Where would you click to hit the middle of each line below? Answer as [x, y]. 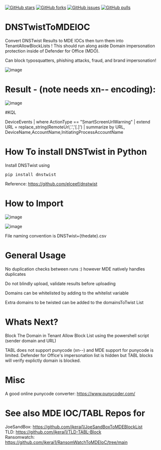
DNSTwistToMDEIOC [48, 27]
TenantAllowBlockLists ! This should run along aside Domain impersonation [80, 46]
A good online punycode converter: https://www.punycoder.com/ [70, 394]
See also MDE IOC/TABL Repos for [75, 413]
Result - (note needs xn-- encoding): [80, 90]
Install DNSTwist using [27, 165]
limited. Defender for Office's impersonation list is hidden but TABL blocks [79, 355]
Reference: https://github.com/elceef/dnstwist [51, 184]
